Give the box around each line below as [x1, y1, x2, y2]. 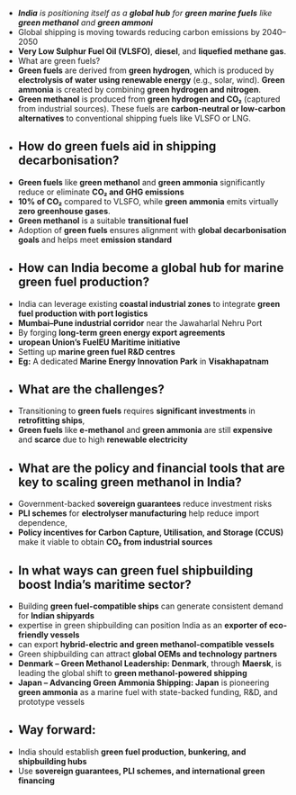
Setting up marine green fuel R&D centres [17, 346, 175, 357]
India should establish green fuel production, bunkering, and [17, 746, 247, 757]
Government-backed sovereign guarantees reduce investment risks [17, 499, 273, 510]
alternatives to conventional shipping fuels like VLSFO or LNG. [17, 113, 252, 123]
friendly [17, 629, 49, 640]
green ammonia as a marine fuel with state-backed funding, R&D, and [17, 687, 278, 698]
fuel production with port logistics [17, 308, 148, 319]
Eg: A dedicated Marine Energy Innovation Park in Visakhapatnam [17, 356, 270, 366]
